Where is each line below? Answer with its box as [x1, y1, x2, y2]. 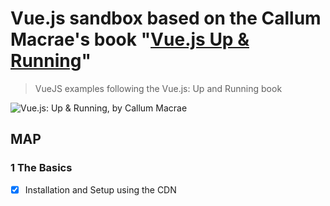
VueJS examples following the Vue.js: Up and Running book [34, 82, 283, 94]
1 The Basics [10, 161, 73, 175]
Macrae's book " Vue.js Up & [10, 28, 250, 51]
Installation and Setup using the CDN [24, 183, 177, 196]
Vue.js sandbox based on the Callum [10, 7, 322, 30]
